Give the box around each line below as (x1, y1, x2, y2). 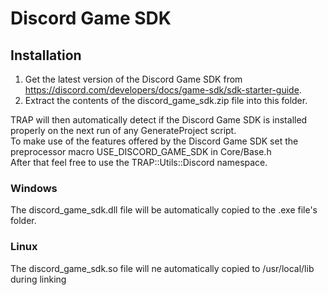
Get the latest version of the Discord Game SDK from (24, 73, 243, 85)
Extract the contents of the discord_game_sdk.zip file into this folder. (24, 95, 308, 106)
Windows (10, 181, 58, 195)
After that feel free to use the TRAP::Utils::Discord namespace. (10, 157, 268, 168)
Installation (10, 47, 82, 64)
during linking (10, 273, 67, 285)
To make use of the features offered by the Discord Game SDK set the (10, 135, 299, 147)
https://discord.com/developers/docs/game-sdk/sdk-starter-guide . (24, 84, 302, 96)
